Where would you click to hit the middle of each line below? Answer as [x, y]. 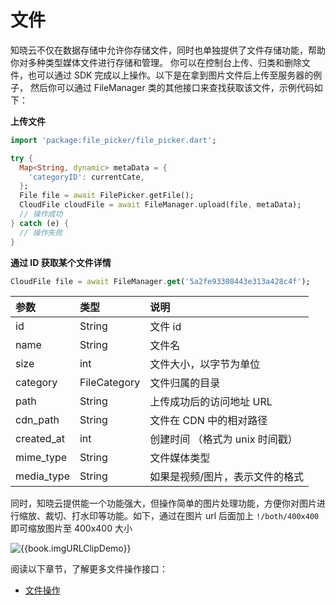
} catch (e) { [40, 223]
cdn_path [37, 420]
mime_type [41, 458]
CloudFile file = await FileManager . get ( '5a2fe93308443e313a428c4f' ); [160, 281]
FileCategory [110, 383]
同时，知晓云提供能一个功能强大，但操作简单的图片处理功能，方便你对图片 [163, 503]
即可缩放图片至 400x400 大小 [71, 528]
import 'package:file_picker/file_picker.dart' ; [113, 140]
